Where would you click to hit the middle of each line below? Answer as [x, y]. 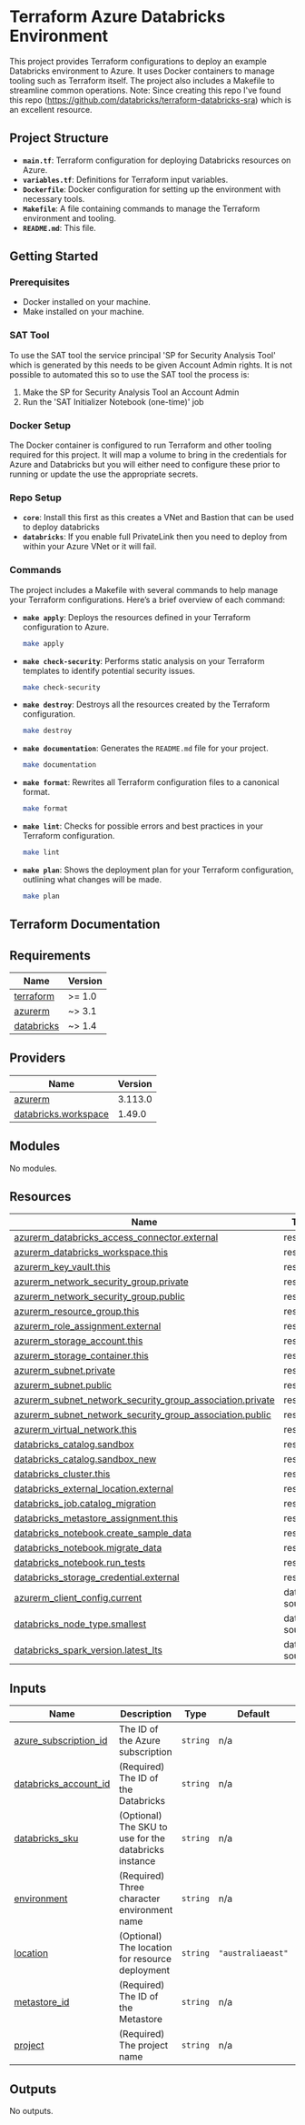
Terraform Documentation [85, 925]
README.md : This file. [59, 227]
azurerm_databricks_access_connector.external [116, 1237]
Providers [38, 1058]
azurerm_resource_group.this [77, 1312]
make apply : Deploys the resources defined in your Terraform [137, 617]
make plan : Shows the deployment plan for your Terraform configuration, [158, 870]
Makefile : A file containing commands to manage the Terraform [141, 208]
